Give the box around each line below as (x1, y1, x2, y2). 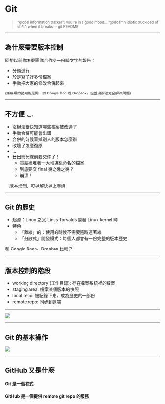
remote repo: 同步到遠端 (12, 299, 61, 305)
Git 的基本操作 (5, 333, 48, 342)
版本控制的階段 (5, 266, 51, 275)
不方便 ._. (5, 110, 33, 119)
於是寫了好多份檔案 (12, 74, 52, 80)
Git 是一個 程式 (5, 380, 34, 387)
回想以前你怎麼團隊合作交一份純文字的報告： (5, 57, 96, 63)
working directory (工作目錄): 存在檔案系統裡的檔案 (12, 280, 115, 286)
